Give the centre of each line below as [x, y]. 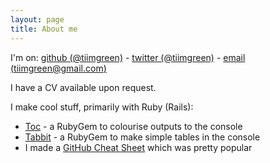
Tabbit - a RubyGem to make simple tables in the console [142, 137]
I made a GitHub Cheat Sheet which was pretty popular [138, 147]
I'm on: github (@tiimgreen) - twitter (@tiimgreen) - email [128, 57]
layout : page [37, 19]
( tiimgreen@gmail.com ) [58, 68]
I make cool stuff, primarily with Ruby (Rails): [102, 107]
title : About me [44, 29]
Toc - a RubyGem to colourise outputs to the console [133, 126]
